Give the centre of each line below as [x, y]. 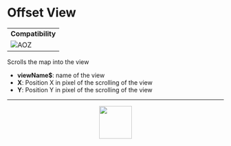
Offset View [42, 13]
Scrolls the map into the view [48, 62]
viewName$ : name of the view [61, 75]
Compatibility [33, 34]
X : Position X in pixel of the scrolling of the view [85, 82]
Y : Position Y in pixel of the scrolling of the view [85, 90]
